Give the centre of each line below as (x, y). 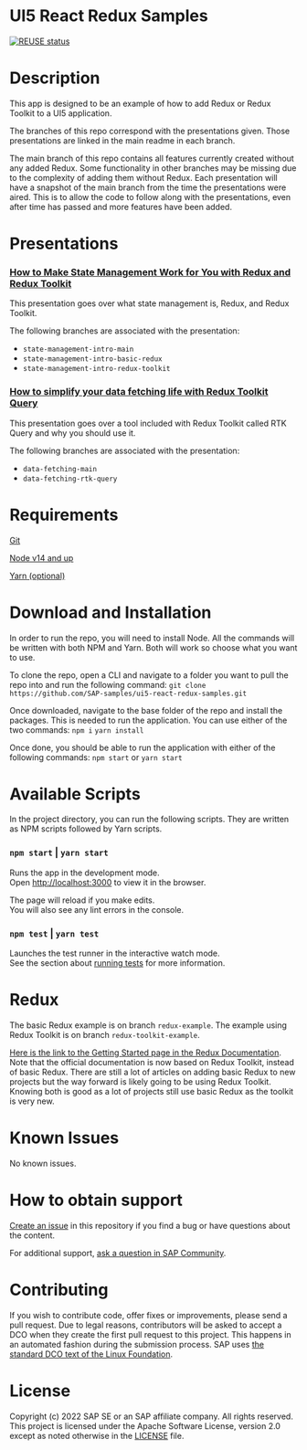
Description (55, 78)
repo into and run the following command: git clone (108, 684)
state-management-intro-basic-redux (92, 359)
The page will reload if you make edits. (82, 900)
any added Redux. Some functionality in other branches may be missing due (153, 168)
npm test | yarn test (54, 933)
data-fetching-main (60, 469)
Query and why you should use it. (73, 433)
